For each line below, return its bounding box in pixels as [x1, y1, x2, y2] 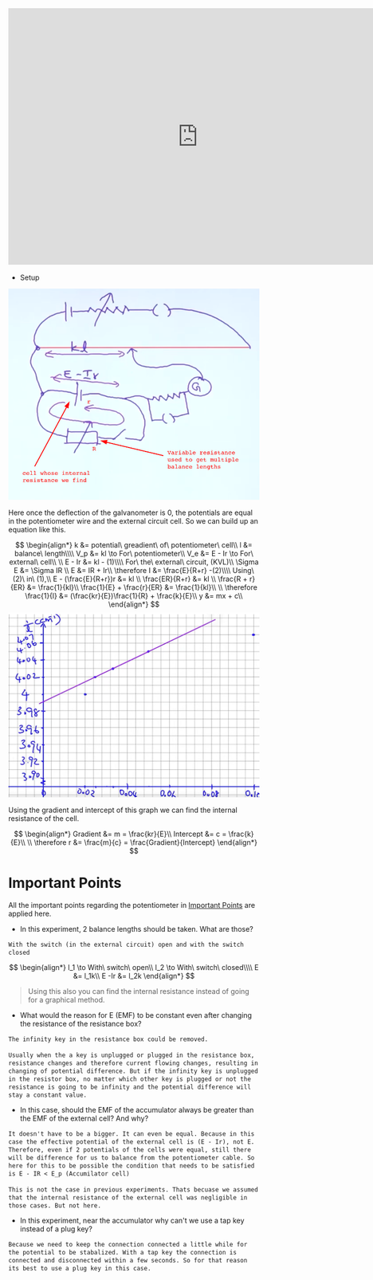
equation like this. [8, 525, 66, 535]
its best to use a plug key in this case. [8, 1265, 151, 1273]
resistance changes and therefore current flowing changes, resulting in [8, 1059, 259, 1067]
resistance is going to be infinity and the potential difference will [8, 1083, 251, 1091]
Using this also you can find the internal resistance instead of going [27, 987, 249, 996]
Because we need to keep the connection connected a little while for [8, 1241, 248, 1249]
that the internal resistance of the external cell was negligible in [8, 1194, 248, 1202]
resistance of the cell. [8, 814, 80, 823]
